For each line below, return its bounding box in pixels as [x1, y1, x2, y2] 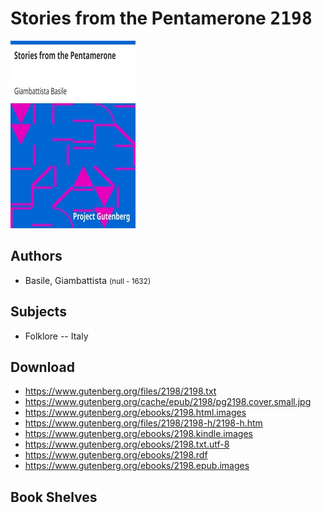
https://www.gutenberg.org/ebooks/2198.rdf [24, 449, 208, 461]
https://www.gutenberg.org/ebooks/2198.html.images [24, 407, 247, 419]
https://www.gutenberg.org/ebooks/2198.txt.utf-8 [24, 438, 230, 451]
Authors [10, 248, 63, 265]
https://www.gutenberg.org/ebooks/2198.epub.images [24, 460, 250, 472]
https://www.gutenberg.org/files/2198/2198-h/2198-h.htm [24, 417, 263, 429]
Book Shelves [10, 488, 98, 506]
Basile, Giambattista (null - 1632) [24, 274, 152, 286]
